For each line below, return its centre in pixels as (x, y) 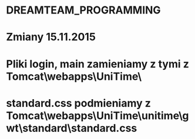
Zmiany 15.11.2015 (51, 37)
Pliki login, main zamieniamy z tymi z (97, 64)
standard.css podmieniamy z (79, 103)
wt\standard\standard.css (72, 128)
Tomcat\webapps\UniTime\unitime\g (97, 116)
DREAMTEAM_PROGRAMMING (83, 10)
